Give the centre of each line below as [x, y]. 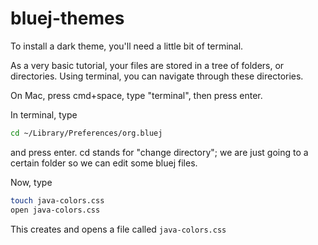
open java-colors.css [55, 210]
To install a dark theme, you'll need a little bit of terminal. [127, 46]
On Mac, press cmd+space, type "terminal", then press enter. [136, 95]
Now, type [31, 182]
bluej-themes [67, 18]
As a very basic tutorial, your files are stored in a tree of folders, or [147, 65]
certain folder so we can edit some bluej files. [104, 163]
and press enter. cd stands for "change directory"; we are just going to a [159, 152]
